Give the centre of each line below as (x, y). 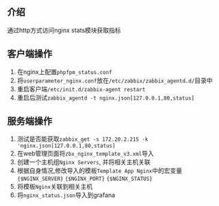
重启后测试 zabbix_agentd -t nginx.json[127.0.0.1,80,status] (106, 98)
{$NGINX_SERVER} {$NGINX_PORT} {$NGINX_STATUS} (85, 179)
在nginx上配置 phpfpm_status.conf (64, 71)
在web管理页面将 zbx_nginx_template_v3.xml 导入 (85, 154)
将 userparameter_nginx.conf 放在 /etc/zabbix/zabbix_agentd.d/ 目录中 (115, 80)
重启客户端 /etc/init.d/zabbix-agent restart (81, 89)
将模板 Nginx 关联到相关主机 (55, 187)
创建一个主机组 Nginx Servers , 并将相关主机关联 (83, 162)
